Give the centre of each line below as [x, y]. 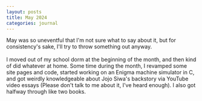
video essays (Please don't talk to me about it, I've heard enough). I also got [101, 85]
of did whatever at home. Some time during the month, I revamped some [97, 66]
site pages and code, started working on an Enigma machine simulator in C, [100, 73]
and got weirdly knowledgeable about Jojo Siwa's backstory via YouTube [97, 79]
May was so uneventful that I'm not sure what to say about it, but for [91, 41]
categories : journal [32, 23]
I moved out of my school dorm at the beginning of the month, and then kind [101, 60]
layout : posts [24, 12]
